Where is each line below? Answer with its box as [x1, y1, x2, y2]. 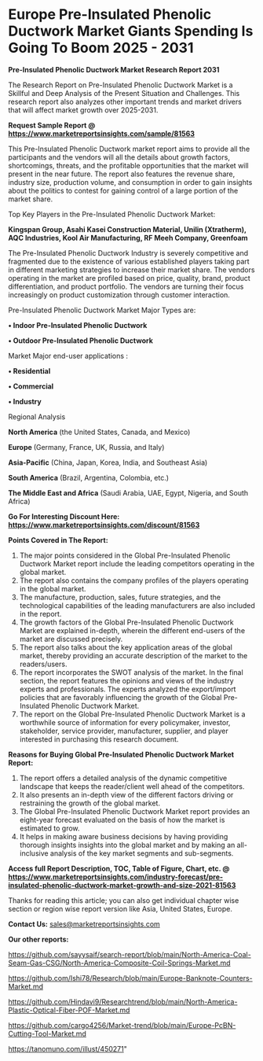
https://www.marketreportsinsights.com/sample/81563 [8, 128, 195, 138]
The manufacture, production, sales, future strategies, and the [19, 592, 221, 602]
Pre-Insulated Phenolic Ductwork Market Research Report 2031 [8, 64, 220, 74]
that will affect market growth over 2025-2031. [8, 105, 159, 115]
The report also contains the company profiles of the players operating [19, 576, 249, 585]
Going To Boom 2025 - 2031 [8, 39, 194, 57]
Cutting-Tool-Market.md [8, 1029, 86, 1038]
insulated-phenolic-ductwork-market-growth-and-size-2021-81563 [8, 880, 236, 890]
